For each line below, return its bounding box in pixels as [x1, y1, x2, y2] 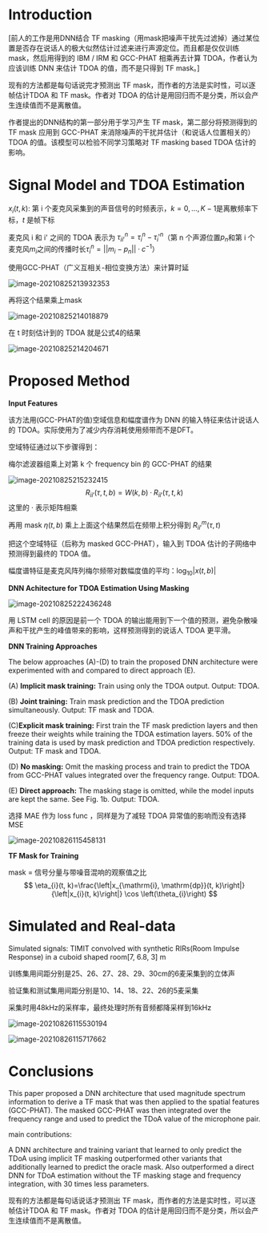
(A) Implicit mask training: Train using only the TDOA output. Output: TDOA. [8, 681, 260, 690]
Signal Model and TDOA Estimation [8, 176, 246, 194]
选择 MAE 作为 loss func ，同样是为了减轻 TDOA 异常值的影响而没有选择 [8, 811, 246, 820]
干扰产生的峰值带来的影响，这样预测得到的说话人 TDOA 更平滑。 [22, 625, 235, 635]
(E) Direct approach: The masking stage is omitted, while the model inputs [8, 786, 254, 795]
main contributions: [8, 1130, 72, 1139]
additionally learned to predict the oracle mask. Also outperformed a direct [8, 1162, 254, 1172]
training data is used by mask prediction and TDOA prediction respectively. [8, 738, 255, 747]
